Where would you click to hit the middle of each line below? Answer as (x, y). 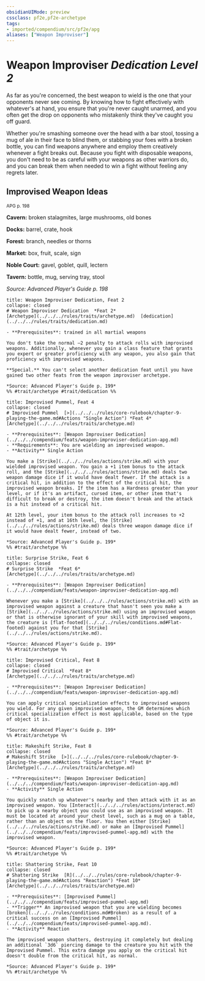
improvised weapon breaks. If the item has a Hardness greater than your (102, 488)
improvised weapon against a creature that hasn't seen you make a (94, 606)
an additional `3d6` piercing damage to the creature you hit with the (99, 945)
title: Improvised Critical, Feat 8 (53, 660)
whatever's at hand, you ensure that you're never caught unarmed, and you (102, 109)
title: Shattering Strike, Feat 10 (52, 864)
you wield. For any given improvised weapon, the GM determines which (98, 708)
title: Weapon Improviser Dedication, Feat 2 (65, 300)
